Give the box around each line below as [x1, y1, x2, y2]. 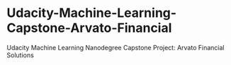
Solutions [6, 51, 35, 59]
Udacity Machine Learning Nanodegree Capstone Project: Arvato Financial [6, 43, 225, 52]
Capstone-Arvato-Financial [6, 20, 172, 36]
